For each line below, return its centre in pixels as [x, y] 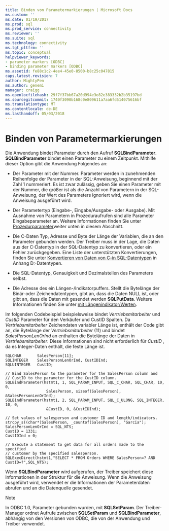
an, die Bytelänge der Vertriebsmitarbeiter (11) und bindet [65, 330]
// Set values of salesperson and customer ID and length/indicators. [81, 418]
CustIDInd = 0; [21, 436]
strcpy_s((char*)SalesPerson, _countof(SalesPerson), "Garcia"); [76, 422]
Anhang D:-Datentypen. [37, 263]
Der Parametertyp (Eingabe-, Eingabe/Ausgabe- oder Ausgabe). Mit [83, 210]
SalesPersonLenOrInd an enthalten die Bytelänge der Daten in [70, 336]
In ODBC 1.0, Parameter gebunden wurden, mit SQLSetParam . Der [75, 507]
